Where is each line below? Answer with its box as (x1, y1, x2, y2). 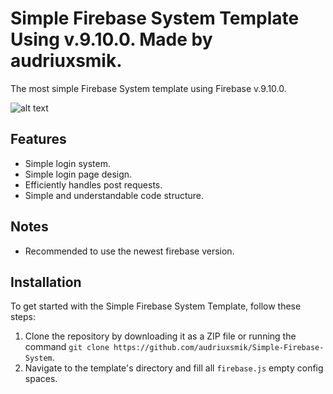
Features (10, 131, 67, 148)
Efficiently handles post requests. (24, 178, 163, 191)
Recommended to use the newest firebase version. (24, 245, 235, 257)
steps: (10, 311, 36, 323)
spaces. (24, 373, 58, 385)
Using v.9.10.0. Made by (10, 28, 213, 51)
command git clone (24, 341, 110, 353)
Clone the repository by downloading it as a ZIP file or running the (24, 330, 297, 342)
